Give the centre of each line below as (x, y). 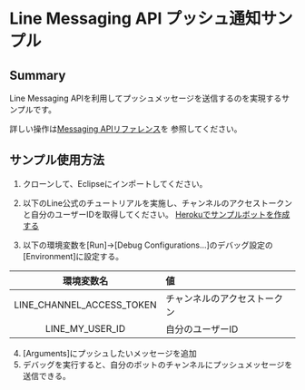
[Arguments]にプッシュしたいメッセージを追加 (109, 353)
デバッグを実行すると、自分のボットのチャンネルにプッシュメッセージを (157, 365)
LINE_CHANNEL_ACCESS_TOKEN (85, 305)
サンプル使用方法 (57, 160)
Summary (38, 75)
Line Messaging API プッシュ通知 (135, 19)
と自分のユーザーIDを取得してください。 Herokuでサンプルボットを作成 (156, 214)
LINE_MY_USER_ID (85, 328)
